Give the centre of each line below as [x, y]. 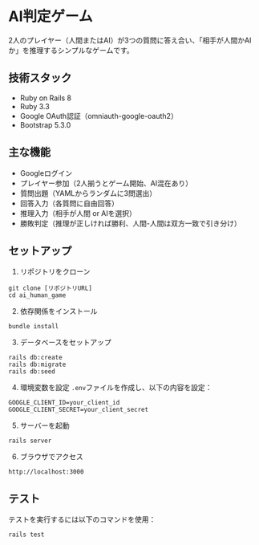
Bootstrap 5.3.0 [45, 124]
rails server [30, 441]
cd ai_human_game [37, 295]
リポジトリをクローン [55, 272]
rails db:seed [32, 372]
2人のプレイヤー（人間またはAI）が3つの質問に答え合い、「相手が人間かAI [130, 40]
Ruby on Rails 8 [46, 98]
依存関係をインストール [59, 311]
